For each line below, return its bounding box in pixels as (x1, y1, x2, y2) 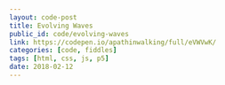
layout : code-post (9, 12, 77, 22)
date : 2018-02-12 (9, 63, 74, 72)
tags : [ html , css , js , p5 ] (9, 54, 109, 63)
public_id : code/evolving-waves (9, 29, 129, 38)
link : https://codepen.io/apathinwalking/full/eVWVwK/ (9, 37, 217, 47)
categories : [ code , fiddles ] (9, 46, 117, 55)
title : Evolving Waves (9, 21, 93, 30)
